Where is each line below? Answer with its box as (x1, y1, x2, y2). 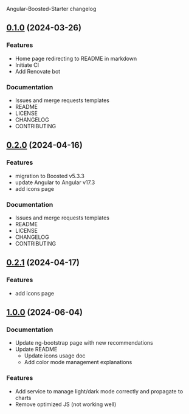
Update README (15, 346, 58, 353)
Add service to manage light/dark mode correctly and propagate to (15, 387, 184, 395)
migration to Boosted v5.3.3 (15, 172, 85, 179)
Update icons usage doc (24, 352, 86, 359)
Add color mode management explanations (24, 359, 132, 366)
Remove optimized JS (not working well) (15, 401, 117, 408)
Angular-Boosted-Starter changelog (6, 5, 97, 12)
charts (15, 394, 32, 401)
